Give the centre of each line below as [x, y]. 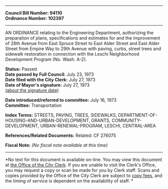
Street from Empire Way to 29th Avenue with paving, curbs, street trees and [83, 49]
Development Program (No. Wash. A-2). [46, 59]
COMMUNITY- [126, 120]
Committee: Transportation [33, 105]
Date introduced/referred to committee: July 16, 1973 [61, 100]
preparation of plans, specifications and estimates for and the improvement [83, 38]
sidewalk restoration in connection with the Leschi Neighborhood [72, 54]
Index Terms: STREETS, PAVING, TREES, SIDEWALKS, [61, 115]
